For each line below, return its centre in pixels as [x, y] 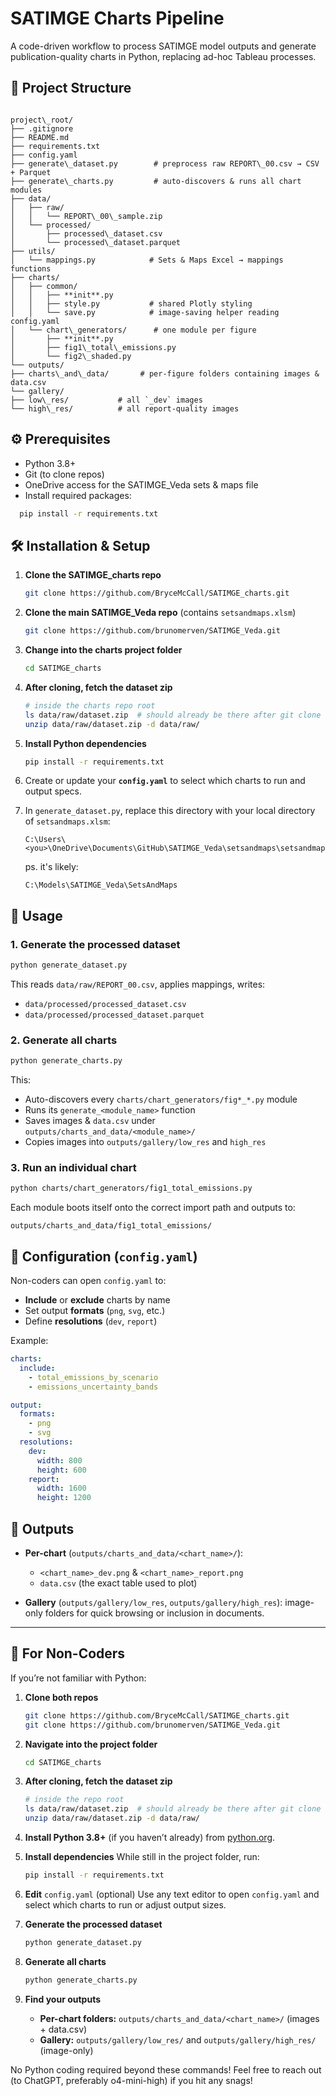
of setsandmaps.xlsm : [67, 821]
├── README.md [40, 137]
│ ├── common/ [44, 286]
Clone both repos [61, 1697]
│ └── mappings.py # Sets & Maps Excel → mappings [147, 260]
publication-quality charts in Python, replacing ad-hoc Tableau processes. [163, 56]
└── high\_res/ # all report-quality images [125, 408]
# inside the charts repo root [90, 705]
